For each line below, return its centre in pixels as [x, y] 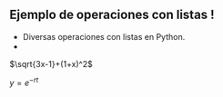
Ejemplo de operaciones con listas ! [112, 15]
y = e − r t [24, 82]
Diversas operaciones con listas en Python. [104, 36]
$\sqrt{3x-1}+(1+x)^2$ [51, 63]
